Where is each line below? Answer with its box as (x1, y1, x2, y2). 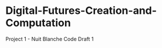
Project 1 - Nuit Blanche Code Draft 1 (5, 35, 94, 42)
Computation (5, 16, 71, 29)
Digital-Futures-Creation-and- (5, 4, 157, 17)
